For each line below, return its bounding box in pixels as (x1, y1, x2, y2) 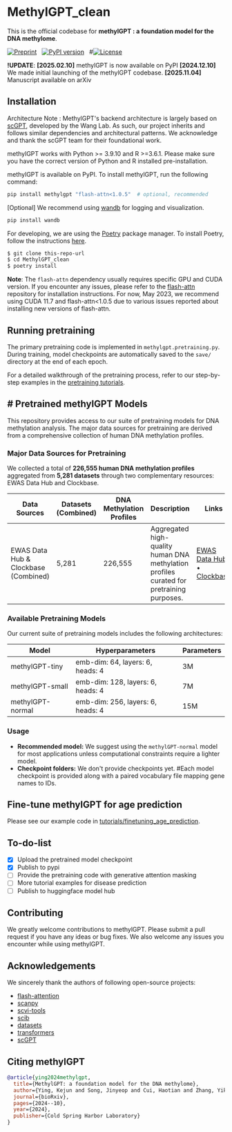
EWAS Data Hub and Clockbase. (7, 479, 99, 487)
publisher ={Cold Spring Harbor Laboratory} (13, 1113, 140, 1120)
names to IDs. (17, 779, 57, 787)
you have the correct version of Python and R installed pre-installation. (7, 157, 209, 165)
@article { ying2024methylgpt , (7, 1074, 91, 1081)
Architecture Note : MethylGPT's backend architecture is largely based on (7, 114, 217, 122)
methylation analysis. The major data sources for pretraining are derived (7, 424, 213, 432)
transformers (17, 1028, 55, 1037)
